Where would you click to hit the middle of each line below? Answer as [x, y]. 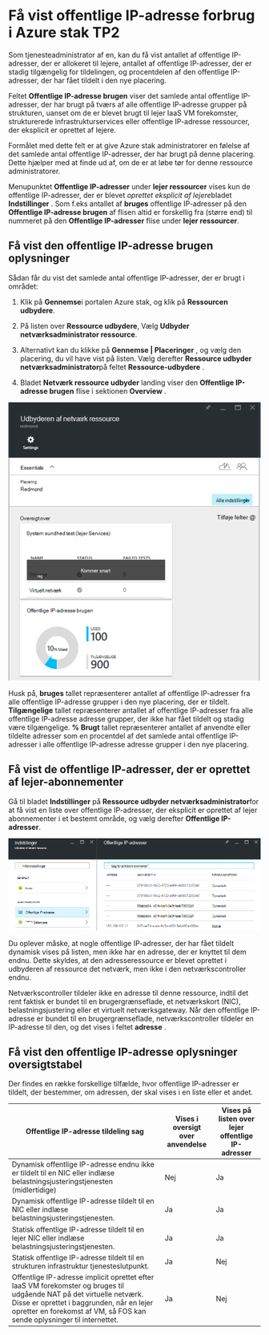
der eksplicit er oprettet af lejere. [62, 130]
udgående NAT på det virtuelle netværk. [78, 1294]
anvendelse [187, 1144]
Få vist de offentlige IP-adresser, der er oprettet [129, 769]
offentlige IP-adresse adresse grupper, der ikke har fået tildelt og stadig [126, 719]
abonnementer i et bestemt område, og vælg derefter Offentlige [114, 818]
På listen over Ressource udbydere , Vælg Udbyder [104, 326]
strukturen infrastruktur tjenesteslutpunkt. [80, 1266]
